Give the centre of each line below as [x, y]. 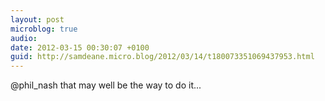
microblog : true [44, 29]
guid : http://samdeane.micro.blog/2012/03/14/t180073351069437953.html [162, 57]
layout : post [37, 19]
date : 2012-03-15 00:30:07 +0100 [80, 47]
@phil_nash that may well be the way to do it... [106, 85]
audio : [24, 38]
